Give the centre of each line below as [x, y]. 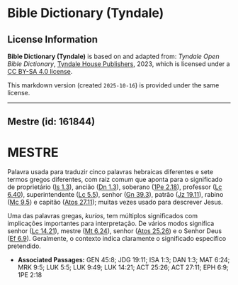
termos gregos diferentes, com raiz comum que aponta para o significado [115, 180]
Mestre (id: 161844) [51, 122]
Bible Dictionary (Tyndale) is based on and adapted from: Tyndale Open [113, 56]
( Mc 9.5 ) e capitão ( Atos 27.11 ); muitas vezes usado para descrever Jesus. [115, 202]
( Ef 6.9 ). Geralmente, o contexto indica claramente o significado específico [117, 239]
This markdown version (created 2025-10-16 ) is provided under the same [113, 85]
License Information [52, 39]
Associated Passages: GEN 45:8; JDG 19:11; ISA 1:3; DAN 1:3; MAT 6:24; [124, 260]
